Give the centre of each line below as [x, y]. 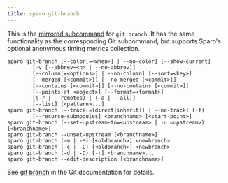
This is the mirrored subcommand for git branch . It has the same [101, 34]
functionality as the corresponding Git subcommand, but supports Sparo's [114, 41]
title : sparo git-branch [43, 14]
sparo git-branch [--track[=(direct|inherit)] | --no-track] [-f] [106, 110]
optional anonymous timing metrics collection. [74, 48]
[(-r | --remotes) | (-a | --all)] [84, 98]
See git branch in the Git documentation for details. [81, 172]
